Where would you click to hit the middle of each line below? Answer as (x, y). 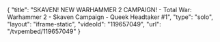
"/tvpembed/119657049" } (44, 31)
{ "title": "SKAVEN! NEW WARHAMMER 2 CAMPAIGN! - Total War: (99, 10)
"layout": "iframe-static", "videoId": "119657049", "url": (84, 24)
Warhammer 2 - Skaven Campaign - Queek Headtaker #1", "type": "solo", (110, 17)
